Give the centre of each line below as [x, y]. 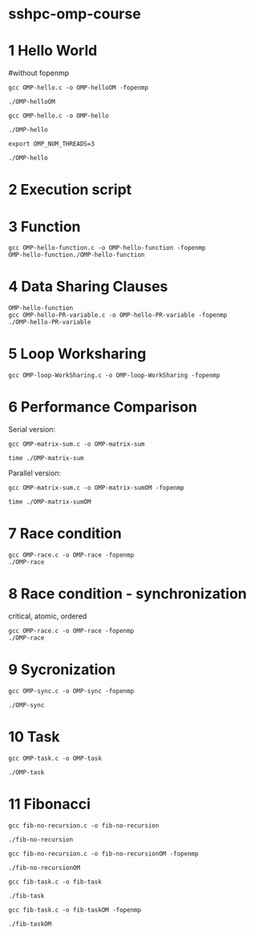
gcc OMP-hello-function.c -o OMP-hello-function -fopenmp [107, 248]
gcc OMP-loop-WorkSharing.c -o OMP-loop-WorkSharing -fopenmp [114, 376]
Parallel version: [35, 473]
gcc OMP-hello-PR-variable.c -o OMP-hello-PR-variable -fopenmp [118, 315]
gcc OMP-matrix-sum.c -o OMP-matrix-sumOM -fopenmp [96, 488]
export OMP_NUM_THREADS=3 [51, 144]
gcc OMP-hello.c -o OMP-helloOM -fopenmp [79, 88]
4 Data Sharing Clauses [88, 287]
